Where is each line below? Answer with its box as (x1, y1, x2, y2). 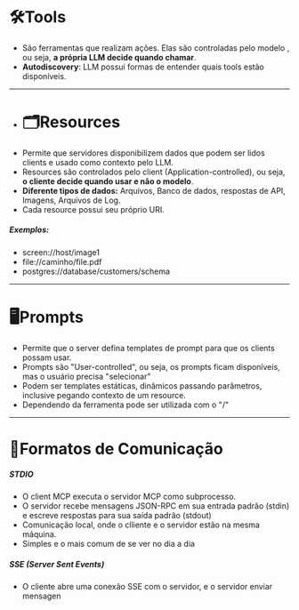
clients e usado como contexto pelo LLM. (21, 157, 174, 167)
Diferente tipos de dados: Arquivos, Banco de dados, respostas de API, (21, 185, 287, 196)
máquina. (21, 528, 57, 539)
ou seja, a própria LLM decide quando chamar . (21, 52, 197, 62)
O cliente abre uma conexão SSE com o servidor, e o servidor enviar (21, 581, 273, 591)
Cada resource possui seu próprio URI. (21, 204, 165, 214)
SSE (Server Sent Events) (9, 558, 105, 569)
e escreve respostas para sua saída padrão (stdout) (21, 510, 212, 520)
